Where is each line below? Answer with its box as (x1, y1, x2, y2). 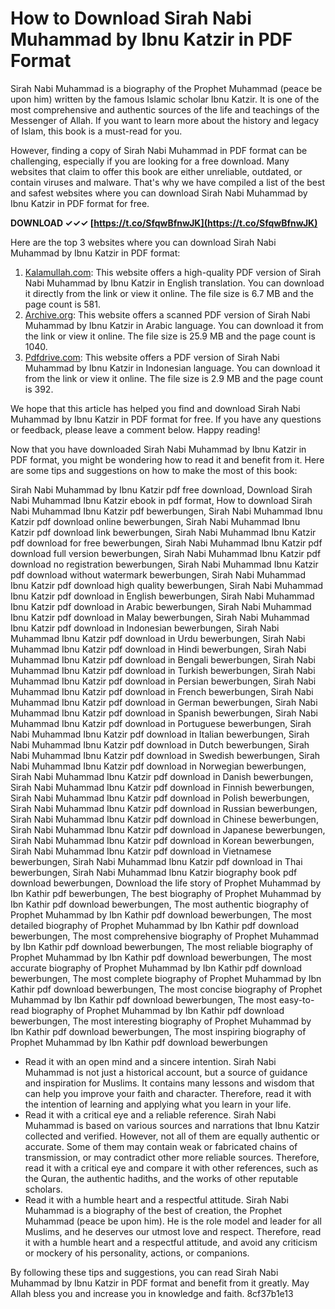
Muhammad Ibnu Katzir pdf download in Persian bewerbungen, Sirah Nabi (10, 675, 317, 687)
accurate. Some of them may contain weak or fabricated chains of (24, 1140, 298, 1152)
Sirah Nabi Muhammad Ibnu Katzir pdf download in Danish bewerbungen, (10, 770, 314, 782)
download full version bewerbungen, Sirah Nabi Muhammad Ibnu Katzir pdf (10, 547, 322, 559)
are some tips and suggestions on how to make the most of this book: (10, 464, 298, 476)
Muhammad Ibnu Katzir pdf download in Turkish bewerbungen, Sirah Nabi (10, 664, 316, 676)
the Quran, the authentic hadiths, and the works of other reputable (24, 1172, 299, 1184)
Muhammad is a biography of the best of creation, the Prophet (24, 1204, 283, 1216)
